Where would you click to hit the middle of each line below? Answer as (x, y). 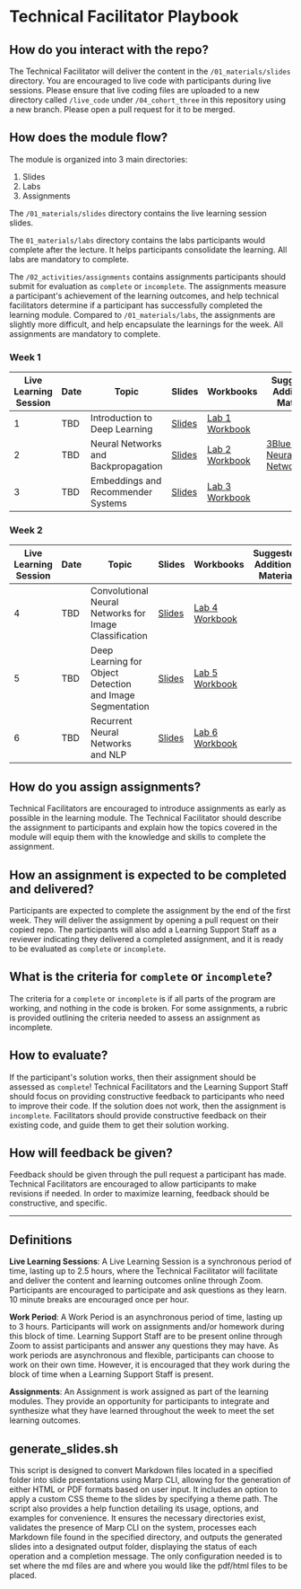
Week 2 (26, 530)
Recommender (122, 492)
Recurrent (112, 721)
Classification (119, 636)
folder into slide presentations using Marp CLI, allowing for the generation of (150, 1480)
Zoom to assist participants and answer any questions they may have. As (144, 1346)
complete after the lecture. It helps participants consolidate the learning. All (148, 250)
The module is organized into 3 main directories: (99, 159)
